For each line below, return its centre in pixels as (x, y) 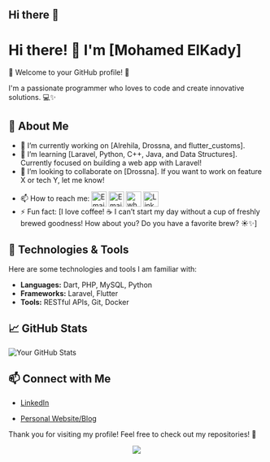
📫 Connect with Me (60, 379)
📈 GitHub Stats (48, 329)
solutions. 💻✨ (33, 98)
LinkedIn (35, 403)
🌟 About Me (39, 126)
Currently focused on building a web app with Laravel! (111, 163)
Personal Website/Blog (59, 418)
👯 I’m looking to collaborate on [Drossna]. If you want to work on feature (141, 172)
